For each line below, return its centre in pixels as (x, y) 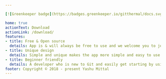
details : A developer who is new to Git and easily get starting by (82, 64)
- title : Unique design (30, 50)
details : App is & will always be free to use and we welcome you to (83, 46)
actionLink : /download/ (30, 32)
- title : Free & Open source (35, 41)
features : (15, 37)
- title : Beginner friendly (34, 60)
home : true (16, 23)
